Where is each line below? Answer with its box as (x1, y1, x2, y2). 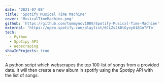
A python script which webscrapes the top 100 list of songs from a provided (5, 62, 159, 68)
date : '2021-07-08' (5, 7, 45, 12)
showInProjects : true (5, 48, 50, 53)
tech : (5, 30, 16, 35)
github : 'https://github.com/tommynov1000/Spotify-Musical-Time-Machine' (5, 21, 160, 26)
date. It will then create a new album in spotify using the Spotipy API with (5, 67, 153, 73)
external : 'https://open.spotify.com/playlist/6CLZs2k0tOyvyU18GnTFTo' (5, 26, 155, 30)
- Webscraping (9, 44, 38, 49)
